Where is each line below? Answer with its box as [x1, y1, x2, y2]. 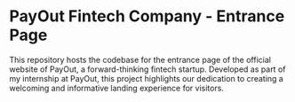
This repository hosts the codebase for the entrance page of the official [9, 54, 271, 65]
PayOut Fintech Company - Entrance [9, 6, 285, 27]
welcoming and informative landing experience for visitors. [9, 82, 225, 93]
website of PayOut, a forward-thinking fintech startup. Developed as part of [9, 64, 286, 75]
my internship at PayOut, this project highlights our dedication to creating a [9, 73, 284, 83]
